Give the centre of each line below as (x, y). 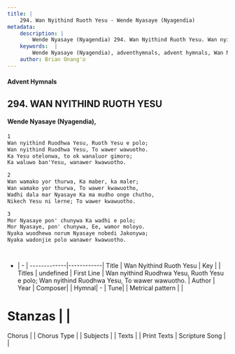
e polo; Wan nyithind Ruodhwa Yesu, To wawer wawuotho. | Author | (116, 280)
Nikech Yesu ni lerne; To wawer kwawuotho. (72, 201)
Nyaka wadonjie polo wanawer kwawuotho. (67, 240)
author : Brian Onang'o (53, 60)
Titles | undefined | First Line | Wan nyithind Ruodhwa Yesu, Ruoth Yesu (121, 273)
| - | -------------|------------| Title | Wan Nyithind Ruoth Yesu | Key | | (119, 266)
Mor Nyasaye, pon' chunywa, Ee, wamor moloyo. (76, 227)
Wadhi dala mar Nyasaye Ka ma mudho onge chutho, (81, 195)
